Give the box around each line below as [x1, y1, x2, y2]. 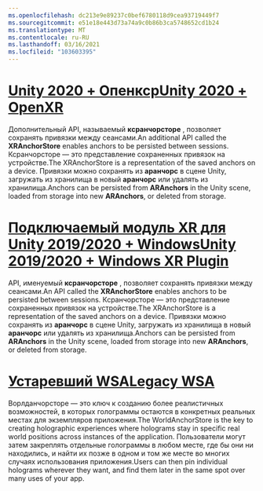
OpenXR [8, 99, 64, 116]
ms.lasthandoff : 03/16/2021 [8, 41, 100, 49]
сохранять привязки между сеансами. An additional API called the [8, 133, 227, 142]
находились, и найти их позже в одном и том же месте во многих [8, 449, 230, 458]
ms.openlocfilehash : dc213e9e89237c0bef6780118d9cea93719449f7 [8, 11, 220, 20]
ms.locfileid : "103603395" [8, 48, 97, 56]
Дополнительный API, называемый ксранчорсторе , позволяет [8, 124, 221, 134]
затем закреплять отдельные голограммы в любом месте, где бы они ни [8, 440, 254, 449]
